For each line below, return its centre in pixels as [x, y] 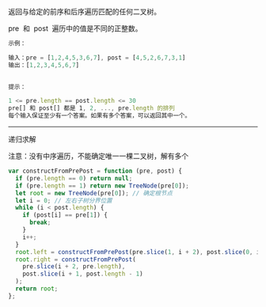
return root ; [37, 289]
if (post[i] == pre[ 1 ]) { [65, 215]
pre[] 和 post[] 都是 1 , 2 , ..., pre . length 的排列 [92, 108]
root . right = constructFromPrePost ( [76, 260]
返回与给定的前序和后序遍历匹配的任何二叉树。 [84, 11]
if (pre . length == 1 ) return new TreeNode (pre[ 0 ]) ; [103, 186]
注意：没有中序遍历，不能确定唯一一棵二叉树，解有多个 [98, 156]
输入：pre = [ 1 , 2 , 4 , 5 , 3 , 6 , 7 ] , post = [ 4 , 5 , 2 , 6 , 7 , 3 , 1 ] [97, 58]
